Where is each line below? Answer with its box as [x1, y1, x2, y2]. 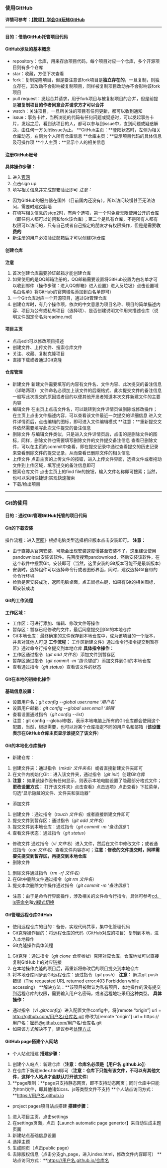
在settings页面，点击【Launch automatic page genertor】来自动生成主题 [12, 1120, 162, 1126]
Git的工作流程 [5, 598, 33, 604]
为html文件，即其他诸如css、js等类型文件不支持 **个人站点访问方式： [12, 1086, 155, 1092]
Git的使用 [5, 499, 28, 506]
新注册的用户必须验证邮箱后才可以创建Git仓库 [12, 235, 106, 241]
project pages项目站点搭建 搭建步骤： [12, 1103, 90, 1109]
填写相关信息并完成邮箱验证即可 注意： [12, 187, 92, 193]
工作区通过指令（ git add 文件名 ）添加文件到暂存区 [12, 651, 115, 657]
